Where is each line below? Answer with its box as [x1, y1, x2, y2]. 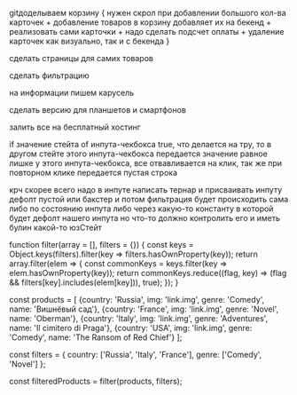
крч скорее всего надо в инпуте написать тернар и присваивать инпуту [9, 185, 283, 194]
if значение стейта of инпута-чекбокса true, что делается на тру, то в [9, 139, 272, 149]
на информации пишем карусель [9, 88, 135, 98]
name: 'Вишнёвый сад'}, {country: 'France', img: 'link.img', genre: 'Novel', [9, 304, 279, 314]
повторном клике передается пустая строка [9, 168, 178, 178]
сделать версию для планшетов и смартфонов [9, 105, 186, 115]
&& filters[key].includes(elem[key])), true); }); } [9, 277, 179, 288]
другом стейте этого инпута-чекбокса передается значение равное [9, 148, 268, 159]
